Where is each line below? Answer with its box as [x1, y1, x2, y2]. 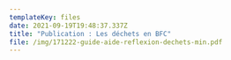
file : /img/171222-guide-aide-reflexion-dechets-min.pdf [9, 37, 223, 47]
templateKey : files [9, 12, 81, 22]
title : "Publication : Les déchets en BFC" [9, 29, 172, 38]
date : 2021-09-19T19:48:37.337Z [9, 21, 128, 30]
